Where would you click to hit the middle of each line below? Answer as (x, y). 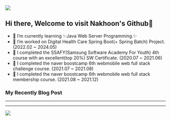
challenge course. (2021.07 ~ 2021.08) (53, 69)
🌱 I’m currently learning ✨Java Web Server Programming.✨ (75, 36)
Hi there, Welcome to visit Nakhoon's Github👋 (79, 24)
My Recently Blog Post (34, 93)
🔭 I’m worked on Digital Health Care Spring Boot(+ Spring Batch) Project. (89, 41)
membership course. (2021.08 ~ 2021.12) (55, 79)
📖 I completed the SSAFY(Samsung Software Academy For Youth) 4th (86, 52)
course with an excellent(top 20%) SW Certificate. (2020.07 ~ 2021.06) (88, 57)
